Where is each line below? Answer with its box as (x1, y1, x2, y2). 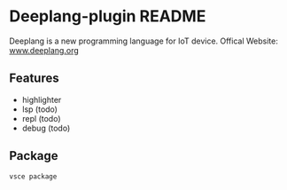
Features (9, 71, 59, 86)
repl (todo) (21, 113, 61, 123)
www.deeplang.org (9, 44, 80, 55)
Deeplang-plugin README (9, 6, 206, 27)
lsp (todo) (21, 104, 58, 115)
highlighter (21, 94, 62, 105)
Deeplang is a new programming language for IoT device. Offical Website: (9, 36, 279, 46)
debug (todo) (21, 123, 71, 133)
